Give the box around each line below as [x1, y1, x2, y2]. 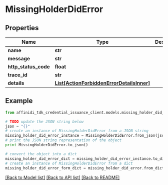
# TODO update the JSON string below [5, 119, 84, 124]
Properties [5, 24, 39, 32]
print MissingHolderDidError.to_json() [5, 142, 88, 148]
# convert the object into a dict [5, 151, 77, 156]
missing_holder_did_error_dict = [5, 156, 75, 161]
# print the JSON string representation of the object [5, 138, 122, 143]
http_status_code [7, 63, 50, 70]
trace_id [7, 71, 27, 78]
